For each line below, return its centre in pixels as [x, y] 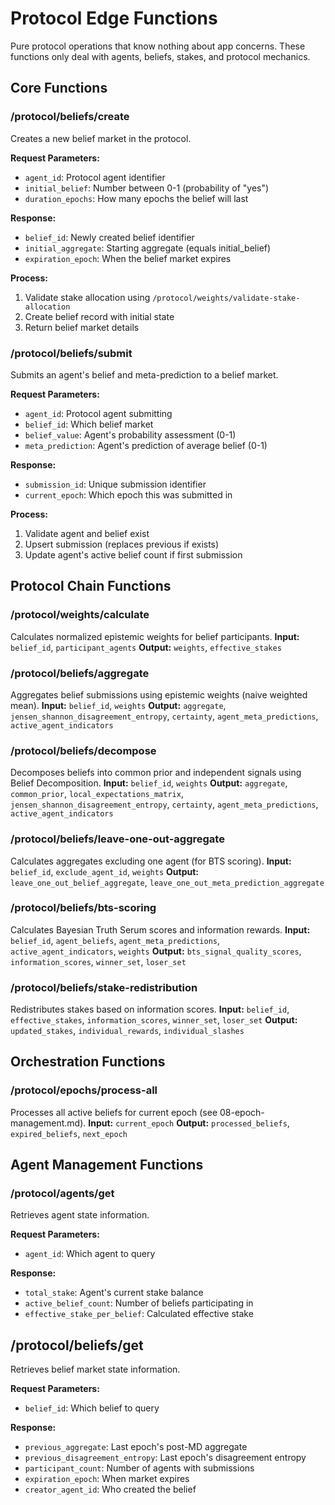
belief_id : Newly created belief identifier [109, 237]
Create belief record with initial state [99, 316]
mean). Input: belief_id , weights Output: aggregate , [118, 705]
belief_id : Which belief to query [92, 1408]
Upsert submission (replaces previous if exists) [122, 544]
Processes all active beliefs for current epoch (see [114, 1112]
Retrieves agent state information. [80, 1215]
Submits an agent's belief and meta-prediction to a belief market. [144, 374]
